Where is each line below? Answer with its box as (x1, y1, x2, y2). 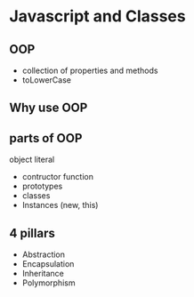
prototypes (21, 181, 63, 192)
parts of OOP (9, 131, 83, 146)
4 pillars (9, 225, 55, 241)
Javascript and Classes (9, 6, 186, 27)
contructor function (21, 172, 93, 182)
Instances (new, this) (21, 200, 99, 211)
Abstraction (21, 249, 65, 260)
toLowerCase (21, 75, 71, 85)
